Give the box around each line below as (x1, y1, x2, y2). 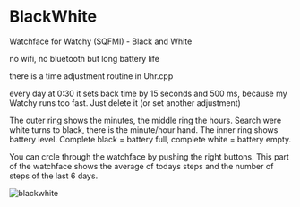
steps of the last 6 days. (9, 170, 99, 181)
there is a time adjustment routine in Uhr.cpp (9, 70, 174, 82)
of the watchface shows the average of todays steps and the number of (9, 160, 274, 171)
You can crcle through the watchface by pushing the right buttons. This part (9, 151, 289, 162)
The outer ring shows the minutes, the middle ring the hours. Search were (9, 115, 282, 125)
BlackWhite (9, 6, 97, 27)
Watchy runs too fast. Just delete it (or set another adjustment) (9, 97, 242, 108)
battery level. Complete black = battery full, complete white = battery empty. (9, 134, 292, 144)
